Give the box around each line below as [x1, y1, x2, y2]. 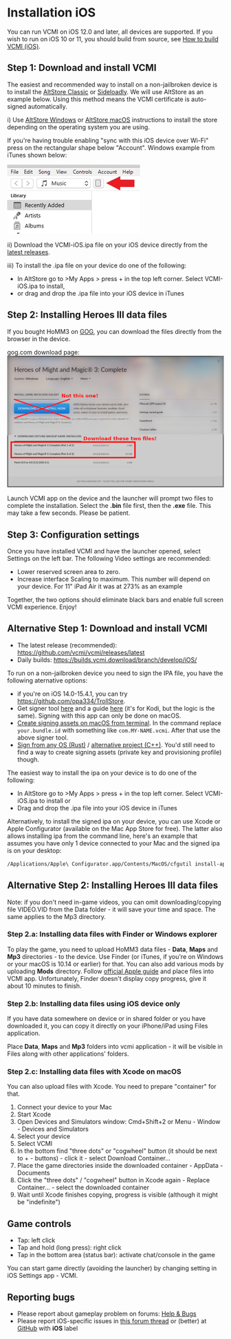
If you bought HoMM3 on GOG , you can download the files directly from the [7, 327, 222, 335]
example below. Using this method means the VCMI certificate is [7, 95, 190, 103]
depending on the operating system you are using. [7, 122, 150, 131]
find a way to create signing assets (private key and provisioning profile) [16, 748, 222, 756]
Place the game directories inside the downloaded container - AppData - [16, 1162, 223, 1170]
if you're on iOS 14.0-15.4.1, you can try [16, 689, 128, 698]
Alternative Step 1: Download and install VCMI [7, 623, 208, 634]
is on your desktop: [7, 846, 62, 854]
